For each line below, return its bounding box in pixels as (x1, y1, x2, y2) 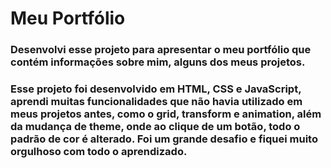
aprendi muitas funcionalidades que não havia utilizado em (10, 95, 303, 109)
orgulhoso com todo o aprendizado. (10, 145, 188, 159)
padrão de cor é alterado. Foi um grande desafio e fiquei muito (10, 132, 318, 146)
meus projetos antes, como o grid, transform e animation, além (10, 107, 322, 121)
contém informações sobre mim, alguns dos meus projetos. (10, 55, 306, 69)
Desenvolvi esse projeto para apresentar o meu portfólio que (10, 43, 312, 57)
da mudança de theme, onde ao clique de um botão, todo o (10, 120, 301, 134)
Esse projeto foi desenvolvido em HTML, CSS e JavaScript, (10, 82, 302, 96)
